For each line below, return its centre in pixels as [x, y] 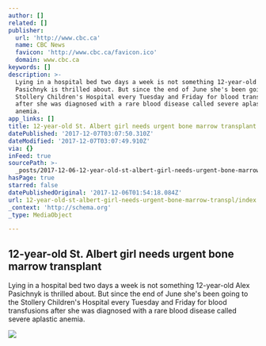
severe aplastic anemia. [47, 319]
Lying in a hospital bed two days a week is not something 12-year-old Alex [129, 286]
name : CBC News [40, 45]
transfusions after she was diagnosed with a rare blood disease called [123, 311]
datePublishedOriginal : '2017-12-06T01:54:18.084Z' [95, 192]
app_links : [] [32, 119]
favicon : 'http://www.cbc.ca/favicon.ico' [86, 52]
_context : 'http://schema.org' [60, 207]
